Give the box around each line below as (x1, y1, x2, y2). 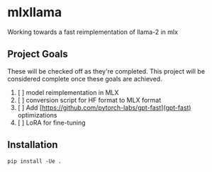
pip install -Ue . (7, 157, 62, 165)
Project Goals (7, 48, 69, 60)
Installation (7, 139, 58, 151)
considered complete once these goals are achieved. (7, 74, 162, 83)
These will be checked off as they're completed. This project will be (7, 67, 206, 75)
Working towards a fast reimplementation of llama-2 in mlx (7, 28, 179, 36)
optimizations (17, 110, 58, 119)
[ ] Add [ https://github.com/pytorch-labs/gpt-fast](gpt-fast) (17, 103, 191, 112)
